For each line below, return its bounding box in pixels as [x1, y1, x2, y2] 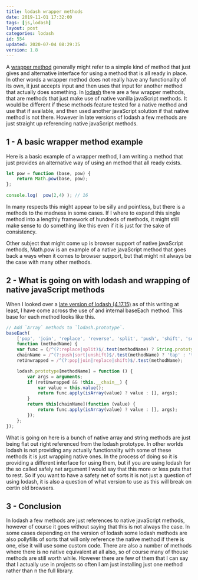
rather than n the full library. [6, 567, 74, 574]
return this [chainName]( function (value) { [27, 401, 136, 407]
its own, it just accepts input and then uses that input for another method [6, 82, 183, 89]
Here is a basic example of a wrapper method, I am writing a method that [6, 153, 183, 160]
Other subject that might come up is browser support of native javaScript [6, 239, 183, 247]
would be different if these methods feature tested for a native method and [6, 101, 187, 108]
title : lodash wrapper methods [6, 8, 83, 15]
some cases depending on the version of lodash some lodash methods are [6, 530, 187, 537]
